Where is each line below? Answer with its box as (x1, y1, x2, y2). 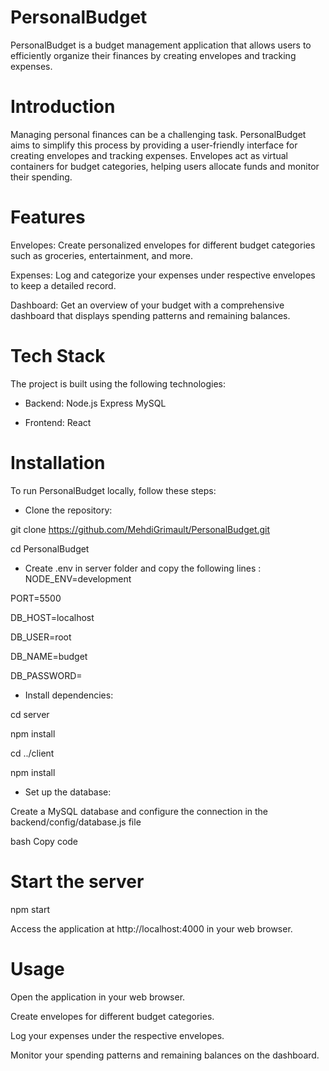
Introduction (10, 96, 116, 118)
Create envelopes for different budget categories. (10, 1010, 215, 1022)
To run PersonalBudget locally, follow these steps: (10, 484, 217, 496)
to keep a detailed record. (10, 279, 117, 291)
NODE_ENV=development (24, 572, 132, 585)
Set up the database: (24, 786, 112, 798)
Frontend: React (24, 416, 92, 428)
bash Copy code (10, 835, 79, 847)
